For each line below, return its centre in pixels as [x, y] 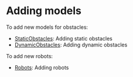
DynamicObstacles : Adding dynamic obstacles [71, 45]
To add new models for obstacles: [47, 27]
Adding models [44, 11]
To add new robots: [30, 56]
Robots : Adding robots [42, 67]
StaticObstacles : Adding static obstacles [63, 38]
